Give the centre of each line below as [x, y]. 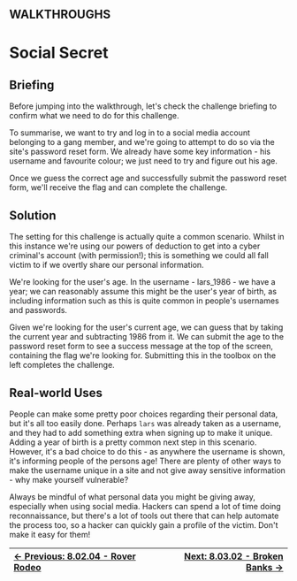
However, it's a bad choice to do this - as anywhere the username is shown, [147, 452]
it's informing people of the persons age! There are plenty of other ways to [145, 461]
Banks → [265, 568]
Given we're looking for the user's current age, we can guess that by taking [146, 327]
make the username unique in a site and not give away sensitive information [147, 470]
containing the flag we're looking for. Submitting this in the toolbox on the [143, 355]
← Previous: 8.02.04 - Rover [75, 556]
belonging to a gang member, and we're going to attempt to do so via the [142, 142]
